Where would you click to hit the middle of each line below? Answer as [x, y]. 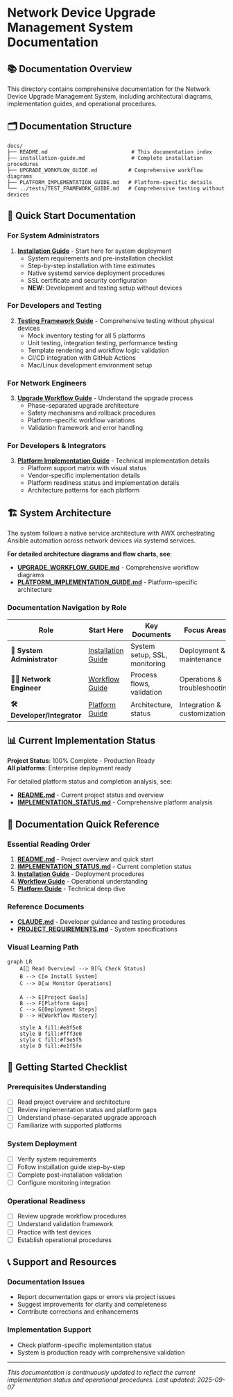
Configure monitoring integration [64, 1183]
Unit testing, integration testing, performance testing [103, 342]
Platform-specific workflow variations [81, 420]
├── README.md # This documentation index [110, 152]
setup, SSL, [149, 654]
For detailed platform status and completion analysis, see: [90, 782]
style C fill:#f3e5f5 [51, 1040]
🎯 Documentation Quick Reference [83, 824]
